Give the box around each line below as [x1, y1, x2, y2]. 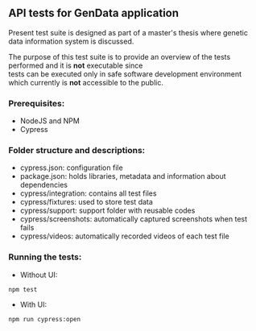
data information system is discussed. [8, 36, 134, 46]
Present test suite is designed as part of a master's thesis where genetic [8, 27, 248, 37]
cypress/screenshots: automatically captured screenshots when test [19, 214, 248, 224]
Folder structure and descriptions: [8, 145, 146, 156]
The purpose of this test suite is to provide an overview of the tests [8, 52, 231, 61]
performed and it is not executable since [8, 60, 143, 70]
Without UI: [19, 270, 58, 279]
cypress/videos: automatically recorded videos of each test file [19, 231, 229, 241]
